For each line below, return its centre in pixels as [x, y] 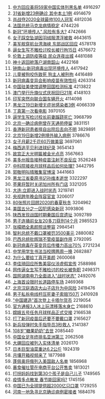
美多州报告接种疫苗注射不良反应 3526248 [54, 160]
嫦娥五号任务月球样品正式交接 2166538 [52, 312]
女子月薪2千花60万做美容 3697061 [47, 141]
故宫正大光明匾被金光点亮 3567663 [48, 154]
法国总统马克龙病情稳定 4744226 [46, 25]
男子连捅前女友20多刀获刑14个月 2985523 [55, 221]
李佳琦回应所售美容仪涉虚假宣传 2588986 [54, 263]
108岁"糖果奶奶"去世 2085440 [43, 331]
